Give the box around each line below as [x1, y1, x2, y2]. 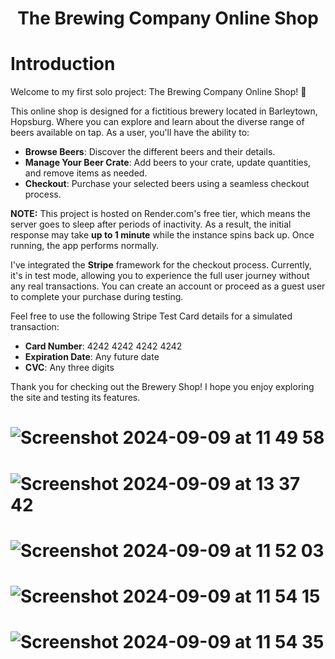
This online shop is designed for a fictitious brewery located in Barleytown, [10, 105, 318, 117]
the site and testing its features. [10, 392, 141, 404]
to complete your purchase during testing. [10, 291, 184, 303]
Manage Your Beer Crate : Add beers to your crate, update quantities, [24, 157, 312, 169]
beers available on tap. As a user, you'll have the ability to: [10, 127, 250, 139]
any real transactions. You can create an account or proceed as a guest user [10, 280, 326, 292]
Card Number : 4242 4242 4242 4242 [24, 340, 183, 352]
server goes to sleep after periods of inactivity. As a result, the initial [10, 218, 292, 231]
